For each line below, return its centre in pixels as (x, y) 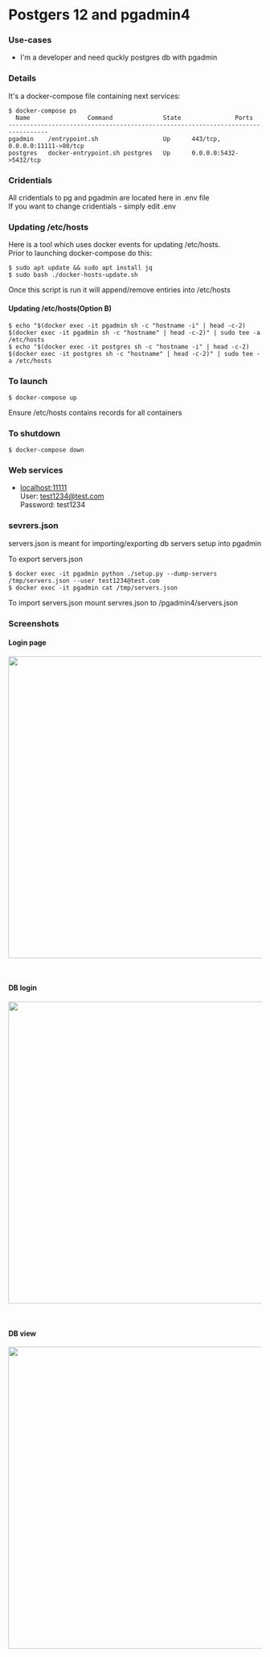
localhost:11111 (43, 488)
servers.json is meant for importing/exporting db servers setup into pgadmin (135, 543)
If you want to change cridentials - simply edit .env (92, 206)
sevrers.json (33, 526)
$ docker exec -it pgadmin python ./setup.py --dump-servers (113, 573)
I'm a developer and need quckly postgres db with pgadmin (119, 57)
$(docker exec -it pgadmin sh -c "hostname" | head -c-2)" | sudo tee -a (135, 333)
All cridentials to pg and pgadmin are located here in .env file (109, 198)
